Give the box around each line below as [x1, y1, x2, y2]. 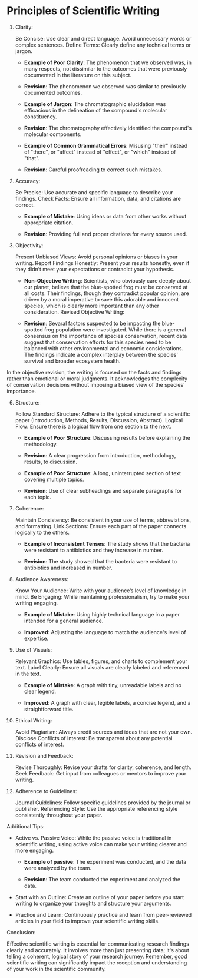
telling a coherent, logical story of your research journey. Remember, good [6, 953, 187, 960]
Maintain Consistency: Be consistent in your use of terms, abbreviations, [15, 516, 192, 523]
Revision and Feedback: [15, 752, 74, 759]
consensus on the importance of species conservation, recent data [24, 332, 187, 339]
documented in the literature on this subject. [24, 71, 132, 78]
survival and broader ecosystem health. [24, 357, 121, 364]
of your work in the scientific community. [6, 965, 106, 972]
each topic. [24, 493, 52, 500]
